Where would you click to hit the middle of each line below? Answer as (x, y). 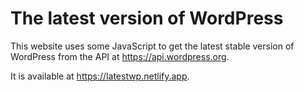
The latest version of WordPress (147, 18)
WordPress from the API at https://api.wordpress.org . (120, 56)
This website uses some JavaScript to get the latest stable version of (152, 46)
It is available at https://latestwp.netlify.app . (100, 76)
